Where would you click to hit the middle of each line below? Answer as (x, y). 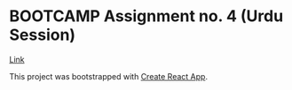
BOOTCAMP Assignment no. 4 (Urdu (146, 16)
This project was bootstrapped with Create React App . (109, 76)
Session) (43, 35)
